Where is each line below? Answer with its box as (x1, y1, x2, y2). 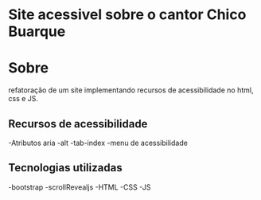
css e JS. (8, 94, 38, 104)
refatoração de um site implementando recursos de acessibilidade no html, (8, 85, 254, 95)
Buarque (8, 22, 66, 41)
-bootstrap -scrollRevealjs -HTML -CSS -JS (8, 182, 151, 192)
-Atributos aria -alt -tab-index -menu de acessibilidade (8, 138, 189, 147)
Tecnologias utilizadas (8, 161, 123, 175)
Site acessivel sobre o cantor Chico (8, 6, 247, 24)
